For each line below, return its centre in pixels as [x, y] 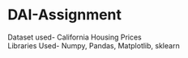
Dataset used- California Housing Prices [75, 37]
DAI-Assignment [65, 15]
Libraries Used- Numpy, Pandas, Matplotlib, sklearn [94, 45]
